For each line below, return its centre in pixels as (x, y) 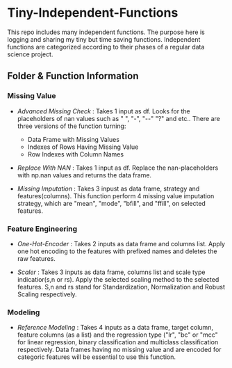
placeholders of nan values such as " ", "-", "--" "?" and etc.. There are (118, 118)
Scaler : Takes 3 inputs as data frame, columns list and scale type (111, 272)
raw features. (36, 258)
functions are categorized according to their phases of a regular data (106, 47)
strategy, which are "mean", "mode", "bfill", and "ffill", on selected (111, 203)
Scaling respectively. (47, 294)
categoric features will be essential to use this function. (96, 357)
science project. (30, 54)
